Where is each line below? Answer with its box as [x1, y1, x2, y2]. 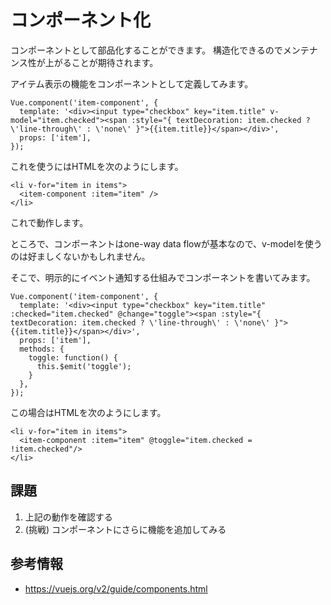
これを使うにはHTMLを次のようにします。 [10, 160, 184, 172]
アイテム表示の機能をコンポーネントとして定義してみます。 [10, 77, 254, 90]
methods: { [19, 344, 65, 354]
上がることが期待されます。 [44, 56, 159, 68]
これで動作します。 [10, 216, 89, 228]
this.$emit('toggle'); [36, 361, 132, 371]
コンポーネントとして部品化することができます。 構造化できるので [10, 44, 283, 56]
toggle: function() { [28, 352, 118, 363]
